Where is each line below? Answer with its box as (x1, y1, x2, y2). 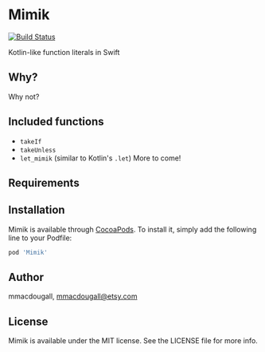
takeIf (19, 137, 42, 145)
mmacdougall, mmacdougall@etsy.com (8, 291, 138, 301)
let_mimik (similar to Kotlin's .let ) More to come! (19, 153, 181, 163)
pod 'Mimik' (8, 248, 48, 256)
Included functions (8, 115, 105, 129)
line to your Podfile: (8, 233, 72, 243)
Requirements (8, 176, 80, 189)
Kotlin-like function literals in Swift (8, 47, 120, 57)
